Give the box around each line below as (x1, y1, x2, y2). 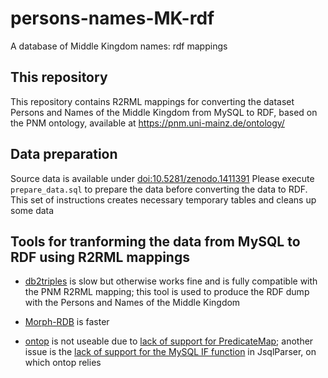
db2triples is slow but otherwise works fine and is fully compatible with (24, 275, 318, 287)
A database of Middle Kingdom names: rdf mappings (10, 40, 228, 52)
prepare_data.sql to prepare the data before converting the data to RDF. (10, 183, 308, 195)
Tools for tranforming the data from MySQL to (10, 233, 301, 250)
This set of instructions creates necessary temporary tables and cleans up (10, 193, 317, 206)
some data (10, 204, 55, 216)
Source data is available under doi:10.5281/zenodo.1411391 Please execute (10, 172, 315, 184)
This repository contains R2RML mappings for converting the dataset (10, 95, 295, 107)
